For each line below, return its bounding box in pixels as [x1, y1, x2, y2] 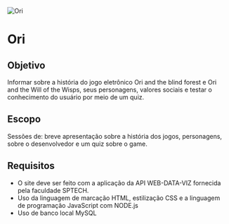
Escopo [7, 113, 41, 125]
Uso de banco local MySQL [17, 209, 97, 217]
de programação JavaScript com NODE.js [17, 201, 138, 209]
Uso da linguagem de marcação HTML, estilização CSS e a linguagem [17, 194, 221, 202]
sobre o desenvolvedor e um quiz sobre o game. [7, 139, 148, 148]
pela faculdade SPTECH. [17, 186, 89, 194]
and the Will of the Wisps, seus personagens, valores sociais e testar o [7, 85, 212, 94]
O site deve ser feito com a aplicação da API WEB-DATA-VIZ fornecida [17, 178, 221, 187]
